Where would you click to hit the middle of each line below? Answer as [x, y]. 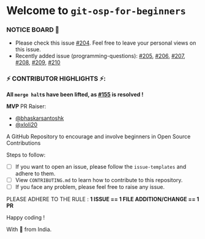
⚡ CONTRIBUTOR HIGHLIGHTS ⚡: [56, 79]
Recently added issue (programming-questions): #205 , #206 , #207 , [100, 56]
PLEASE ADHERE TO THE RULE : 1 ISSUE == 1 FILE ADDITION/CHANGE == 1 [103, 199]
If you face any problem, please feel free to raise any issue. [90, 186]
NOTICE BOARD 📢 [33, 30]
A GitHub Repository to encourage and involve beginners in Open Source [99, 136]
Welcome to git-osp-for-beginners [96, 11]
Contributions [24, 143]
